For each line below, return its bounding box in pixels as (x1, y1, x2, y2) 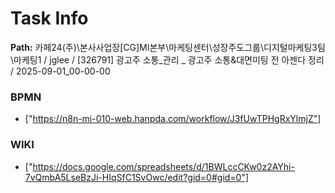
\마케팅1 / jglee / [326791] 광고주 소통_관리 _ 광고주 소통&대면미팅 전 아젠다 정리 (10, 53, 325, 66)
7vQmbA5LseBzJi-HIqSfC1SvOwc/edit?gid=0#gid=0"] (24, 171, 250, 183)
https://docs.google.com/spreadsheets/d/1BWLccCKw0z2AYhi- (32, 160, 295, 172)
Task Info (10, 7, 89, 30)
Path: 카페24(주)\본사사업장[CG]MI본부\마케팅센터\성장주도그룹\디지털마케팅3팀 (10, 41, 326, 53)
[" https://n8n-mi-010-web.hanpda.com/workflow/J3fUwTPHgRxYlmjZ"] (24, 113, 322, 125)
